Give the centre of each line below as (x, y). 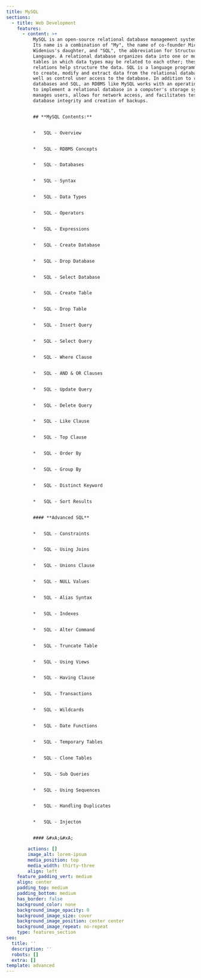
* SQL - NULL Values (61, 582)
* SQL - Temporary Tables (68, 742)
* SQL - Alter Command (64, 630)
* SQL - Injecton (57, 822)
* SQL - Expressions (61, 229)
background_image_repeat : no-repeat (63, 927)
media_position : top (53, 860)
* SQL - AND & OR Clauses (68, 373)
